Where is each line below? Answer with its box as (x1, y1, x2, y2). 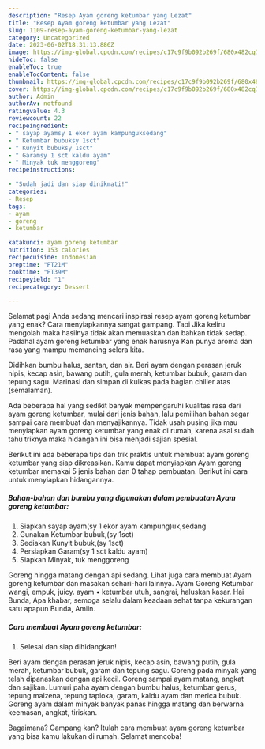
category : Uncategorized (8, 33, 90, 42)
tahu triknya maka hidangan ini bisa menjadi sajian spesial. (8, 434, 199, 444)
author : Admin (8, 93, 55, 100)
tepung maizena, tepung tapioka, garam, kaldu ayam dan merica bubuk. (8, 691, 242, 701)
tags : (8, 202, 26, 210)
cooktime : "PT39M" (8, 268, 69, 276)
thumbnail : (8, 78, 44, 85)
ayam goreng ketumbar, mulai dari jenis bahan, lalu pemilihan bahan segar (8, 409, 250, 419)
